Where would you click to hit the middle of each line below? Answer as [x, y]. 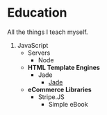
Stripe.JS [51, 97]
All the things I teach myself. [48, 32]
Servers [39, 53]
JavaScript [33, 45]
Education [37, 13]
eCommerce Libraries [59, 89]
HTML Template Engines [64, 67]
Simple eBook [68, 104]
